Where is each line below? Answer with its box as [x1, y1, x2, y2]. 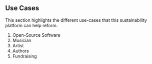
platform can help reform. [5, 22, 58, 28]
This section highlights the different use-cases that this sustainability [5, 17, 147, 23]
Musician [12, 37, 31, 43]
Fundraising [12, 53, 37, 59]
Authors [12, 48, 29, 54]
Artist [12, 42, 24, 49]
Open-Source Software [12, 32, 61, 38]
